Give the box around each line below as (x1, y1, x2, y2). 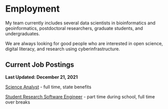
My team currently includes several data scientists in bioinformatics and (5, 20, 156, 26)
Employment (5, 3, 60, 15)
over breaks (5, 99, 30, 105)
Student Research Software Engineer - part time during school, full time (5, 93, 155, 99)
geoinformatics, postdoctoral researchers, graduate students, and (5, 25, 143, 31)
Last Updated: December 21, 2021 (5, 74, 78, 80)
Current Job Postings (5, 60, 75, 69)
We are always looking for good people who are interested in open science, (5, 40, 163, 46)
